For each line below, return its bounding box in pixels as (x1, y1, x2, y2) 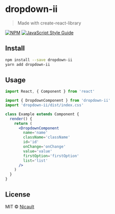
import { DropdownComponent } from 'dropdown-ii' (5, 98, 111, 103)
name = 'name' (23, 130, 48, 135)
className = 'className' (23, 135, 70, 140)
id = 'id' (23, 140, 39, 145)
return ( (14, 121, 32, 126)
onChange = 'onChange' (23, 144, 66, 149)
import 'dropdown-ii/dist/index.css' (5, 103, 84, 108)
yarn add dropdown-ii (5, 62, 50, 67)
